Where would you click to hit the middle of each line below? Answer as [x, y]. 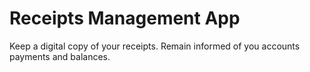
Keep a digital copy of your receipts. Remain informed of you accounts [155, 46]
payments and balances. [60, 56]
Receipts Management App [125, 18]
